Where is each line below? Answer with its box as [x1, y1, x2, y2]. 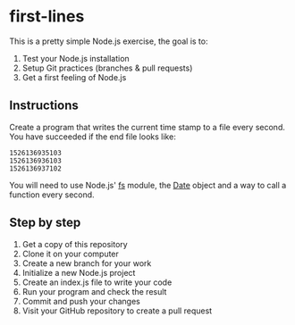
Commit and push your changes [21, 296, 140, 306]
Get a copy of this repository [21, 238, 128, 249]
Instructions [9, 98, 79, 113]
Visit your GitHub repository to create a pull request [21, 305, 213, 316]
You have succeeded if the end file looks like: [9, 131, 176, 142]
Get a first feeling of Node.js [21, 71, 127, 82]
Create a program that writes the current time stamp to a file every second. [9, 121, 286, 132]
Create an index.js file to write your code [21, 277, 173, 287]
